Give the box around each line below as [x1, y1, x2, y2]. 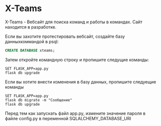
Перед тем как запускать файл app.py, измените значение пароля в [5, 110, 146, 116]
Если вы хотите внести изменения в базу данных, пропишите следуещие [5, 79, 156, 85]
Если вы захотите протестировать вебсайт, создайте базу [5, 33, 125, 39]
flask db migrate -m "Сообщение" [5, 97, 73, 102]
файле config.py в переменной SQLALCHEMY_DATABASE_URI [5, 115, 132, 121]
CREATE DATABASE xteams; [5, 48, 55, 53]
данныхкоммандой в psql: [5, 38, 59, 44]
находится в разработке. [5, 24, 57, 30]
